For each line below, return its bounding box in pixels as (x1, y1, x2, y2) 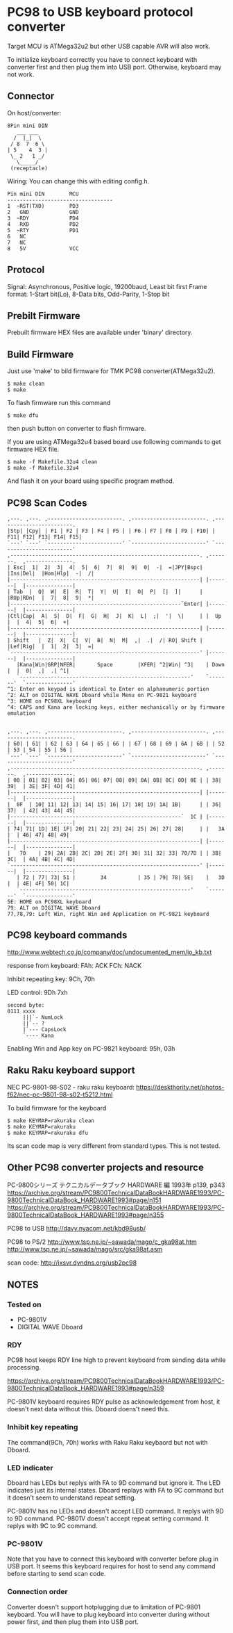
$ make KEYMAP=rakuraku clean (7, 1117, 95, 1124)
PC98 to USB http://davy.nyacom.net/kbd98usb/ (7, 1224, 146, 1233)
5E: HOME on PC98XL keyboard (7, 898, 92, 905)
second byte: (7, 1001, 45, 1008)
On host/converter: (7, 108, 62, 117)
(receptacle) (10, 165, 49, 172)
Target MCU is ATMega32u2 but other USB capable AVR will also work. (7, 42, 211, 50)
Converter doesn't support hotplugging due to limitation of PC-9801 (7, 1602, 201, 1611)
